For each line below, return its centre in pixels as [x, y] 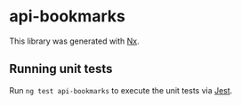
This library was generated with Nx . [74, 41]
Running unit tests [61, 69]
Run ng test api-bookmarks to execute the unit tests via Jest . [121, 90]
